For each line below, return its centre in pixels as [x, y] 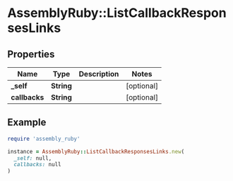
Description [99, 74]
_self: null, [33, 158]
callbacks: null [37, 165]
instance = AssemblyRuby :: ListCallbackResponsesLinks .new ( [96, 151]
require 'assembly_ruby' [44, 139]
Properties [31, 54]
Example [27, 123]
